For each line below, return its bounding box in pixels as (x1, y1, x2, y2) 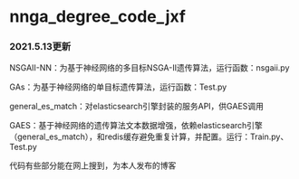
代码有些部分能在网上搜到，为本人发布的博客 (9, 160, 177, 171)
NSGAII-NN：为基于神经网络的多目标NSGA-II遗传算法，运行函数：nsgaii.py (9, 62, 290, 73)
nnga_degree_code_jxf (9, 6, 186, 27)
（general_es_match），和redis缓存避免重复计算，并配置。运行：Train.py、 (9, 131, 289, 142)
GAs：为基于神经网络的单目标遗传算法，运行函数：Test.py (9, 81, 227, 92)
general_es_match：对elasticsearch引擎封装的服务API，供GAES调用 (9, 101, 265, 112)
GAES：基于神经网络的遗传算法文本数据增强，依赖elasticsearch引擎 (9, 120, 263, 131)
